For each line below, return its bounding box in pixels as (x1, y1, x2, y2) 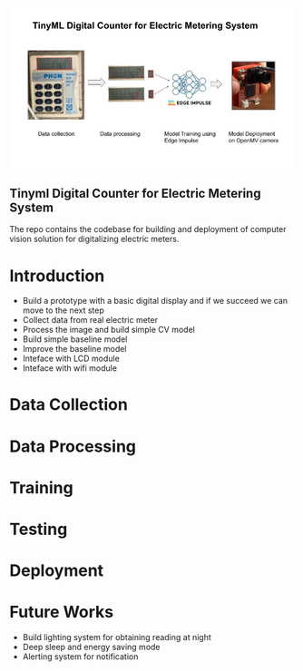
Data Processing (9, 436, 137, 456)
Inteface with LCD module (22, 353, 120, 365)
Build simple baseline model (22, 334, 128, 345)
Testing (9, 520, 68, 540)
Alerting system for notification (22, 651, 139, 662)
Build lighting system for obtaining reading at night (22, 632, 211, 643)
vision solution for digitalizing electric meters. (9, 234, 180, 245)
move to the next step (22, 305, 104, 316)
